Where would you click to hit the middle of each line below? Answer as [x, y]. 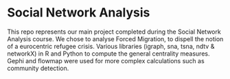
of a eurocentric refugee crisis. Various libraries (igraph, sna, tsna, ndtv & [111, 46]
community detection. [38, 68]
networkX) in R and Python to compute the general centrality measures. [108, 54]
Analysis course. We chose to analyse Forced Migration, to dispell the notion [115, 38]
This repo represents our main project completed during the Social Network [114, 32]
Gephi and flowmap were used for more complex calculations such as [106, 60]
